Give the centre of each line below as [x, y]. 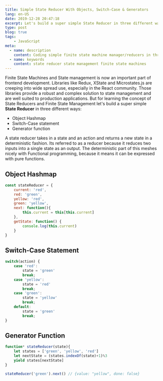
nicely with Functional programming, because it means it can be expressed [80, 153]
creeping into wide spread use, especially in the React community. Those [78, 88]
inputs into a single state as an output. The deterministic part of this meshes [81, 149]
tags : [10, 37]
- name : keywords [27, 59]
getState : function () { [38, 221]
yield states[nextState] [39, 360]
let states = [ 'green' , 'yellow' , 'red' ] [56, 351]
